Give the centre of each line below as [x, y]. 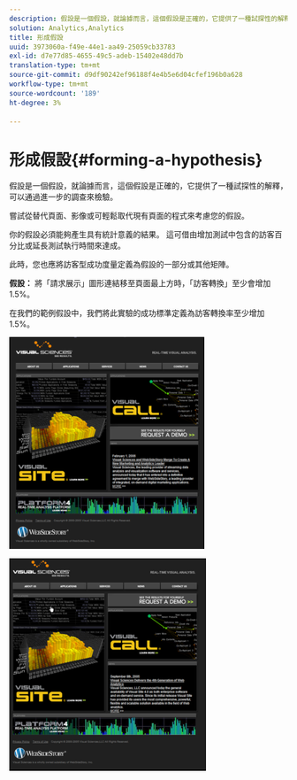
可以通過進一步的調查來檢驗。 [63, 197]
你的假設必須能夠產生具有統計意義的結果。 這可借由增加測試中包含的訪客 [142, 235]
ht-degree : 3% [35, 103]
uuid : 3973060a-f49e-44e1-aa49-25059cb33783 [92, 47]
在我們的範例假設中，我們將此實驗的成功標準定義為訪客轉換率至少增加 [137, 313]
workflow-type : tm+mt [49, 84]
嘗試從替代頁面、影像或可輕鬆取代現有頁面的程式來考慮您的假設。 [129, 216]
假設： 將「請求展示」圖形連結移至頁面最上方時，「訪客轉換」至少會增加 [140, 283]
